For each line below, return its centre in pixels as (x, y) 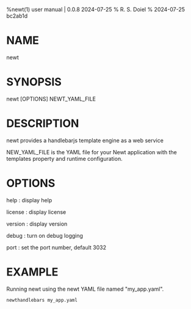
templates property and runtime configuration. (65, 158)
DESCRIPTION (43, 123)
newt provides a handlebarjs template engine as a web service (85, 140)
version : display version (37, 224)
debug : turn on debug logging (45, 235)
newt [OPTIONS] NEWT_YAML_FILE (51, 99)
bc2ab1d (17, 16)
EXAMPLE (32, 272)
